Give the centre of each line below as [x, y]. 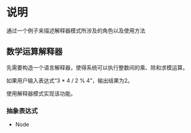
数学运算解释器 [34, 52]
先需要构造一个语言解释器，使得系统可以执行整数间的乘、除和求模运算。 [97, 67]
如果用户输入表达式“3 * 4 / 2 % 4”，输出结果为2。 [70, 81]
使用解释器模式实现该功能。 [41, 93]
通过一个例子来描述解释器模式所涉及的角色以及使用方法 [76, 31]
